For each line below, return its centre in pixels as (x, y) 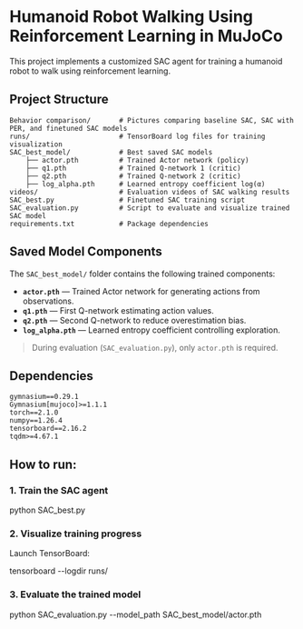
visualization (36, 144)
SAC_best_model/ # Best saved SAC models (111, 152)
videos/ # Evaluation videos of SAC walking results (150, 192)
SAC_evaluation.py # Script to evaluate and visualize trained (150, 208)
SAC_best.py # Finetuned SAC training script (127, 200)
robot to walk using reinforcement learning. (90, 71)
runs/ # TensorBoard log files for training (137, 136)
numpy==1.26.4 (36, 421)
